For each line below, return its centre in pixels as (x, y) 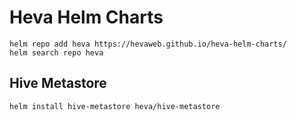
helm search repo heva (56, 52)
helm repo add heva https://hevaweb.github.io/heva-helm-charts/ (148, 44)
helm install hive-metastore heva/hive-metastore (115, 106)
